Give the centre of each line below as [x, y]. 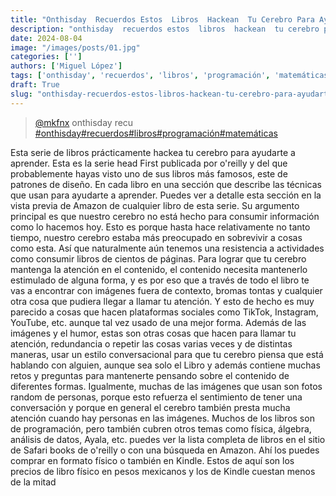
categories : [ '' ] [46, 57]
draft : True [35, 85]
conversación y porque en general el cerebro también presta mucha [150, 407]
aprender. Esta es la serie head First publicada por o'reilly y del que [149, 163]
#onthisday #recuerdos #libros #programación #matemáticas [156, 133]
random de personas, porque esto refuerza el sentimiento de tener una [156, 397]
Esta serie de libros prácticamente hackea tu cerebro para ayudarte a [153, 152]
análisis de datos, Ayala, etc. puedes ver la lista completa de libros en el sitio [168, 439]
